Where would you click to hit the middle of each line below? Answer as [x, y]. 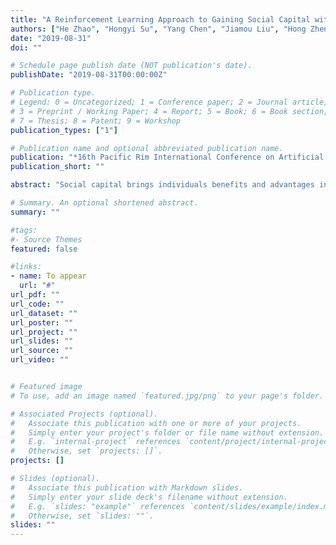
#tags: [24, 230]
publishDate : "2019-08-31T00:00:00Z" [89, 75]
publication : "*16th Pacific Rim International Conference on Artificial [167, 157]
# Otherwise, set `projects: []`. [86, 451]
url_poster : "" [42, 322]
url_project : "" [44, 332]
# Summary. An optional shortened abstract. [104, 203]
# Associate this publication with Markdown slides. [127, 487]
